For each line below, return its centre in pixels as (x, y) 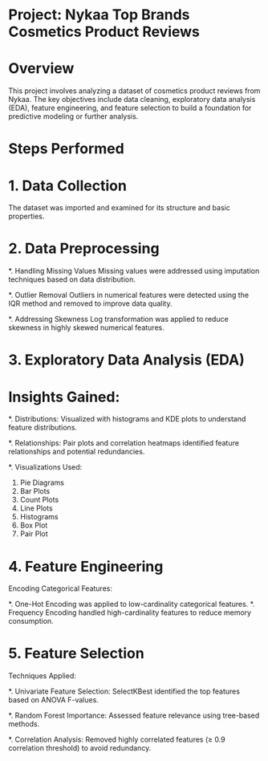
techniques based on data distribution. (72, 279)
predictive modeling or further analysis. (73, 116)
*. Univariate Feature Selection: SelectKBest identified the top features (124, 691)
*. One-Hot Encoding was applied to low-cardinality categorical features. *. (132, 604)
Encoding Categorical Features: (60, 588)
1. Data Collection (67, 185)
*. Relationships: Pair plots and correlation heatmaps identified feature (124, 443)
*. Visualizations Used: (45, 467)
